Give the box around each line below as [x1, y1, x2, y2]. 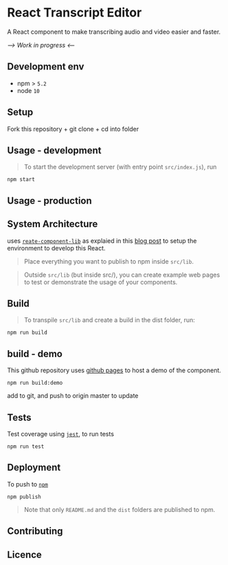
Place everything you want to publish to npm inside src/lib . [23, 257, 194, 266]
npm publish [7, 493, 41, 500]
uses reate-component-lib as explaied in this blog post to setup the [7, 236, 197, 245]
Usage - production [7, 195, 93, 206]
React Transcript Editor [7, 5, 142, 21]
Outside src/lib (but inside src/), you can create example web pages [23, 270, 220, 279]
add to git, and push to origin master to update [7, 392, 139, 400]
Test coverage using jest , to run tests [7, 430, 115, 438]
